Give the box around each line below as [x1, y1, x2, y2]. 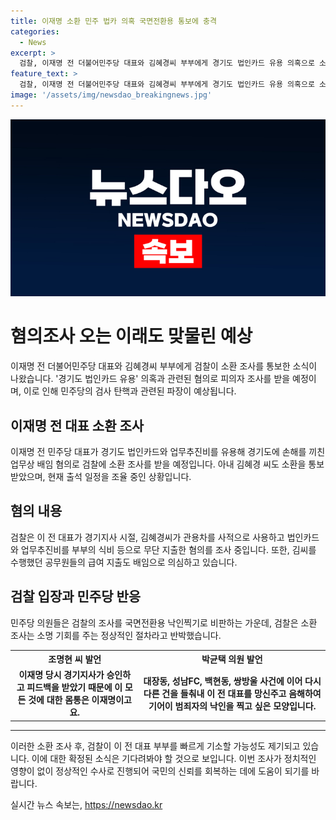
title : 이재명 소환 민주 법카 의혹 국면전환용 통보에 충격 [10, 16, 217, 26]
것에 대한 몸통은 [28, 694, 90, 706]
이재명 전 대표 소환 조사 [10, 417, 145, 434]
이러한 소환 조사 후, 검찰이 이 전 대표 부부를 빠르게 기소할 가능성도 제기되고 [10, 740, 301, 752]
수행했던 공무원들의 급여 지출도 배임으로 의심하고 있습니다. [10, 556, 238, 568]
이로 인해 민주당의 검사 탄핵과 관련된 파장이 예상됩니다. [23, 385, 237, 397]
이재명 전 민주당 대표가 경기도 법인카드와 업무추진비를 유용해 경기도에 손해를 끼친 [10, 446, 326, 457]
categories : [10, 26, 60, 37]
